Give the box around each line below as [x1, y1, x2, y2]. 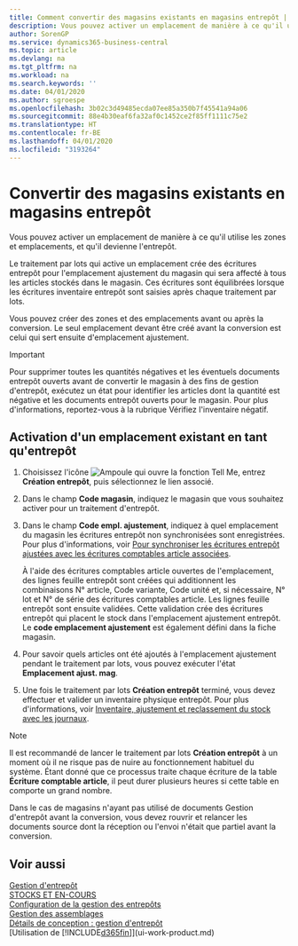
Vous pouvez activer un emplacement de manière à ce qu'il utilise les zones [9, 232, 286, 242]
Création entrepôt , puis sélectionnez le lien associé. [21, 477, 215, 487]
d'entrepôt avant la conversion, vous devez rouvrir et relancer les [9, 812, 248, 823]
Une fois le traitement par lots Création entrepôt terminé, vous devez [21, 685, 276, 696]
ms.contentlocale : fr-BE [9, 129, 101, 138]
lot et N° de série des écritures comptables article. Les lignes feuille [21, 594, 271, 604]
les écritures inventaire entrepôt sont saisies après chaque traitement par [9, 286, 277, 297]
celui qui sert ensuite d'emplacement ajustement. [9, 332, 189, 343]
